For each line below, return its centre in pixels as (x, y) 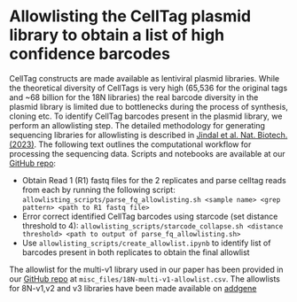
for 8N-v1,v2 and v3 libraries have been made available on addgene (133, 288)
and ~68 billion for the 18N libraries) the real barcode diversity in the (134, 97)
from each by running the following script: (98, 190)
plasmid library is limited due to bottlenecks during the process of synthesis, (148, 106)
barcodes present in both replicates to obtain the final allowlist (136, 252)
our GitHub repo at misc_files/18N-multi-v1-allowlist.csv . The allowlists (145, 279)
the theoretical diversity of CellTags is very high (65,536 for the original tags (148, 88)
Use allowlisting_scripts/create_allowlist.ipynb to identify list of (146, 243)
